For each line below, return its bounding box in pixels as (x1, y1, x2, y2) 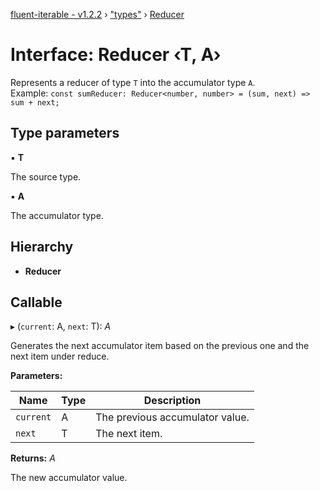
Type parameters (10, 125, 120, 142)
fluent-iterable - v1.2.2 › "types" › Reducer (10, 9, 185, 20)
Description (143, 394, 202, 408)
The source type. (10, 170, 82, 183)
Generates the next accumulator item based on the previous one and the (10, 340, 310, 352)
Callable (10, 294, 63, 311)
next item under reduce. (10, 350, 110, 363)
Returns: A (10, 452, 56, 464)
